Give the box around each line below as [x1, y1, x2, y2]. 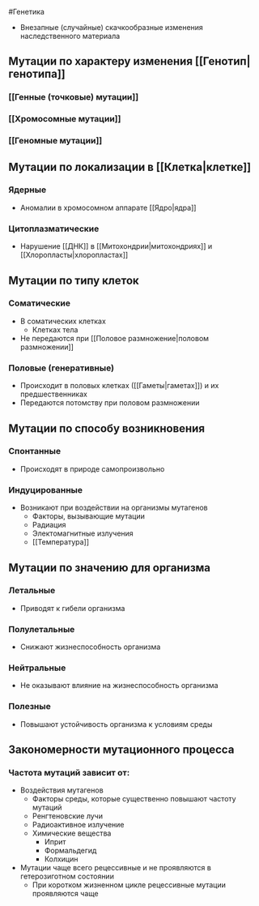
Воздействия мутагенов [19, 785, 104, 795]
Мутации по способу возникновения [8, 421, 205, 435]
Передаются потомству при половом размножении [19, 398, 200, 408]
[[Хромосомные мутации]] [8, 113, 121, 125]
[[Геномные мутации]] [8, 135, 103, 147]
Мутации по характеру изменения [8, 54, 193, 68]
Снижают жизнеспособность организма [19, 642, 161, 652]
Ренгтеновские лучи [32, 811, 104, 821]
